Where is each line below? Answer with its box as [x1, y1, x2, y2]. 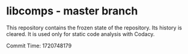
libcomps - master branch [6, 4, 138, 18]
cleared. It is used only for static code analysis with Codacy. [6, 30, 155, 37]
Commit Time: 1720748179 [6, 42, 72, 49]
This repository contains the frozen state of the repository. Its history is [6, 24, 182, 31]
